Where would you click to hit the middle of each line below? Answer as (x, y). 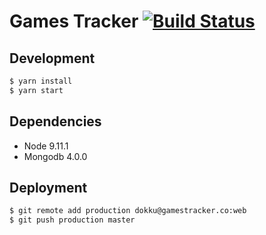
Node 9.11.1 (46, 146)
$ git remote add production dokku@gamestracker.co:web (128, 211)
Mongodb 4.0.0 (55, 156)
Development (52, 58)
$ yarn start (36, 90)
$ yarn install (41, 81)
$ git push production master (72, 220)
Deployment (48, 187)
